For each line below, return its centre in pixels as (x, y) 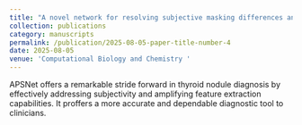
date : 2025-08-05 (42, 51)
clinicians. (28, 113)
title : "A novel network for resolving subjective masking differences (146, 17)
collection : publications (58, 26)
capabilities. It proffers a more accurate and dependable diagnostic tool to (147, 103)
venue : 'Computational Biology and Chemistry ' (100, 59)
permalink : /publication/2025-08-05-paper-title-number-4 (120, 42)
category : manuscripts (52, 34)
